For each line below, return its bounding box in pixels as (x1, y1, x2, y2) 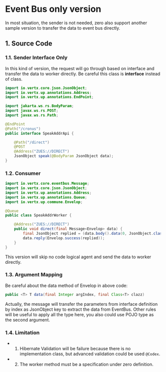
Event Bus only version (5, 3, 101, 15)
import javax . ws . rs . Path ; (5, 113, 58, 118)
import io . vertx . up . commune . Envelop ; (5, 199, 83, 205)
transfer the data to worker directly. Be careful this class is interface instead (5, 71, 161, 77)
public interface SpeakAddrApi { (5, 131, 74, 136)
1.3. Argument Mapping (5, 271, 63, 278)
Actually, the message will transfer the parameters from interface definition (5, 301, 158, 307)
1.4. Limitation (5, 329, 40, 336)
